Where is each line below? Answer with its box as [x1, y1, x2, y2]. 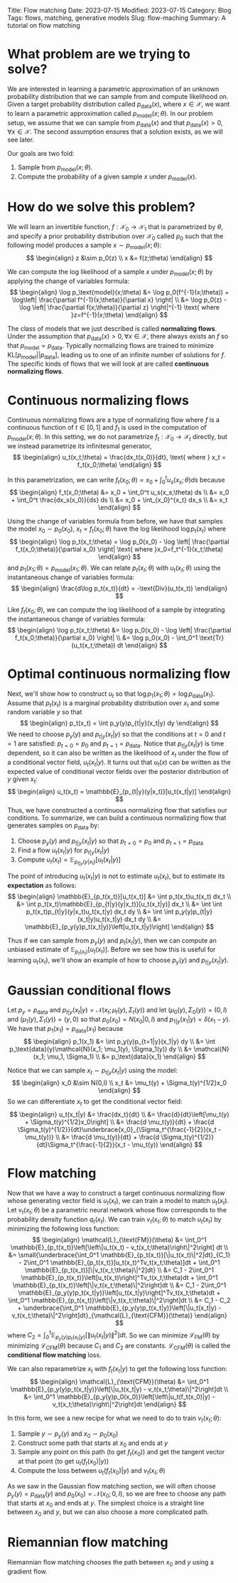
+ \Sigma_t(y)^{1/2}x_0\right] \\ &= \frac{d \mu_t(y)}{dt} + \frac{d [24, 1118, 215, 1126]
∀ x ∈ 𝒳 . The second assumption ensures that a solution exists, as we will [7, 127, 224, 136]
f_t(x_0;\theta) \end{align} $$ [77, 460, 162, 469]
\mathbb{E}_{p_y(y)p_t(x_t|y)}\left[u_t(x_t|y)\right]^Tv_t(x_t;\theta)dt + [18, 1288, 221, 1297]
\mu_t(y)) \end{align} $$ [131, 1140, 202, 1149]
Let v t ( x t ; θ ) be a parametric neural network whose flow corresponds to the [7, 1206, 227, 1216]
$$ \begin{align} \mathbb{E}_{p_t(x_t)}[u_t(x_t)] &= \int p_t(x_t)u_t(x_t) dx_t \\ [7, 892, 232, 901]
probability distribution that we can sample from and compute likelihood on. [7, 92, 229, 100]
